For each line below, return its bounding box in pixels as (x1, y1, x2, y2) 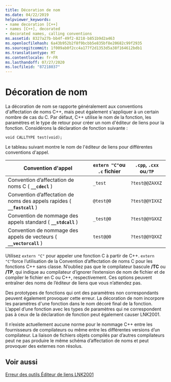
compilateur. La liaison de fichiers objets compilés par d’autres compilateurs (5, 332, 165, 339)
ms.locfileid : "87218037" (5, 64, 60, 69)
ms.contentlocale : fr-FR (5, 55, 58, 60)
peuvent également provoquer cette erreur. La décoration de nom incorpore (5, 295, 164, 301)
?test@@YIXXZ (130, 198, 162, 204)
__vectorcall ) (8, 240, 43, 247)
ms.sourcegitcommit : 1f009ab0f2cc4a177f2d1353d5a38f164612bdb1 (5, 45, 142, 51)
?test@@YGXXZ (130, 216, 162, 222)
